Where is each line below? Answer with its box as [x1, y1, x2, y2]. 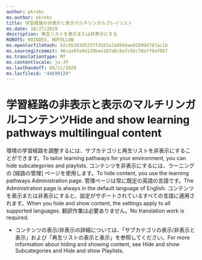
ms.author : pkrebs [6, 14, 52, 20]
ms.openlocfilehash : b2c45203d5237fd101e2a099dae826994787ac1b [6, 43, 168, 49]
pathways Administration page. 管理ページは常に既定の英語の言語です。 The [6, 177, 194, 184]
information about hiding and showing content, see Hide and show [14, 241, 180, 248]
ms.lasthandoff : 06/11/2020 [6, 64, 77, 71]
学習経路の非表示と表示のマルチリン [6, 98, 186, 112]
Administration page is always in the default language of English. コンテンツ [6, 185, 194, 192]
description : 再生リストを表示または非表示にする [6, 31, 118, 37]
